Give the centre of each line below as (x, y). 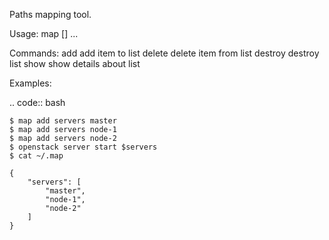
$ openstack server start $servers (83, 147)
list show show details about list (75, 63)
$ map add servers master (63, 121)
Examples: (30, 83)
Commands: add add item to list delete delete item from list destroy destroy (164, 53)
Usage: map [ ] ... (44, 33)
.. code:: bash (37, 102)
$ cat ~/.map (36, 156)
